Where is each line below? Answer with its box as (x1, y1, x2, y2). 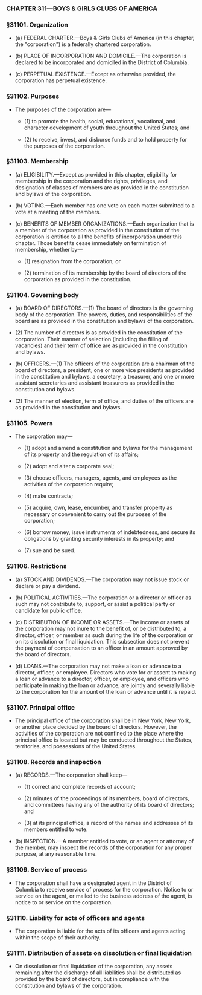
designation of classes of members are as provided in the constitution (14, 183, 189, 191)
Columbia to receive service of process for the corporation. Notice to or (14, 886, 194, 893)
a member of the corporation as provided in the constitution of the (14, 226, 180, 233)
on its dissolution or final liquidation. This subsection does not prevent (14, 638, 189, 645)
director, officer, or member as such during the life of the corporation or (14, 631, 194, 639)
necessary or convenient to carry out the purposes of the (24, 511, 167, 518)
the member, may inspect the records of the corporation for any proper (14, 844, 192, 851)
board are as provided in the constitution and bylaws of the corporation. (14, 318, 194, 325)
